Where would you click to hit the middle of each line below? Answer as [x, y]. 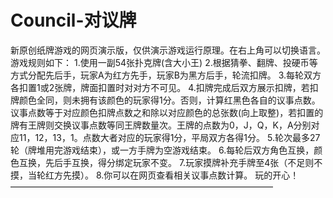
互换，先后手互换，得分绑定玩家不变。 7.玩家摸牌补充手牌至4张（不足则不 [170, 162]
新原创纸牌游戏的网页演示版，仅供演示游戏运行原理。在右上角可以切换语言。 [168, 50]
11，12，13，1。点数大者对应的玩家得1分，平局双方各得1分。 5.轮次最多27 [169, 137]
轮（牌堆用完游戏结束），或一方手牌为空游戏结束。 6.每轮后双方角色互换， [162, 150]
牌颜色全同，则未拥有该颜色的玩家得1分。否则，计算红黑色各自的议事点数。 [165, 100]
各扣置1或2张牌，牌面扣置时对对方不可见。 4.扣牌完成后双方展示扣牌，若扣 [164, 87]
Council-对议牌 [73, 20]
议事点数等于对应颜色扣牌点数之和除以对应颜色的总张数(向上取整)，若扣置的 [167, 112]
